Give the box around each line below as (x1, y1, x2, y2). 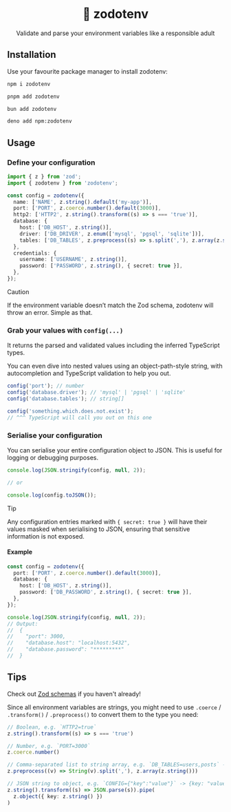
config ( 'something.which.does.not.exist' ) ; (7, 408, 134, 415)
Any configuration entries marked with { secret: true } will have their (7, 517, 208, 525)
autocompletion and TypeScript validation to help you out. (7, 369, 171, 377)
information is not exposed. (7, 532, 85, 540)
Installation (7, 49, 56, 61)
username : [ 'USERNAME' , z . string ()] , (19, 256, 128, 263)
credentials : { (13, 249, 57, 257)
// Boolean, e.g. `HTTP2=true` (7, 723, 97, 731)
